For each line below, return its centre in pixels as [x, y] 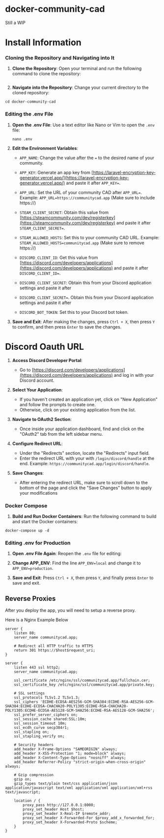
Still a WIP [15, 23]
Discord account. [37, 380]
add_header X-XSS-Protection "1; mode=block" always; [70, 754]
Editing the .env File [29, 114]
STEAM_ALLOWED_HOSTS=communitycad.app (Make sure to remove [82, 243]
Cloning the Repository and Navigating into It [60, 58]
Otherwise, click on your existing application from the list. [78, 410]
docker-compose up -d [27, 531]
